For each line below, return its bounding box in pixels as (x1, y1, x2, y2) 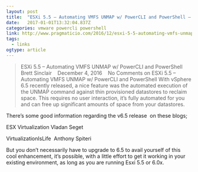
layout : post (6, 8, 38, 15)
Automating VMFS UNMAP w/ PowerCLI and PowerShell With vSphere (20, 75, 192, 82)
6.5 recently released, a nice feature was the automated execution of (20, 82, 188, 89)
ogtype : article (6, 47, 46, 53)
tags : (6, 36, 19, 42)
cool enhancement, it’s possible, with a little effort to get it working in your (6, 153, 186, 160)
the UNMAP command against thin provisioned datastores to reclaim (20, 88, 187, 95)
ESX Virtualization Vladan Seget (6, 123, 84, 130)
